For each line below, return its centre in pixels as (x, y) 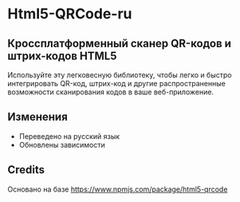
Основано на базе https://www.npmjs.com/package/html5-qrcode (118, 189)
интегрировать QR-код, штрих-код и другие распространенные (117, 83)
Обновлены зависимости (62, 145)
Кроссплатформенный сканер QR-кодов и (120, 44)
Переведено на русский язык (69, 136)
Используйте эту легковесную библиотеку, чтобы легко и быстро (120, 75)
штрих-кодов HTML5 (62, 55)
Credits (26, 170)
